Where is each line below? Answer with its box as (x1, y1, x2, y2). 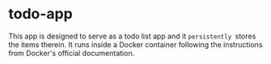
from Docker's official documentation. (8, 48, 135, 58)
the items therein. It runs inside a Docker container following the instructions (8, 39, 263, 49)
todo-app (8, 5, 73, 23)
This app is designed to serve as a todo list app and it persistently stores (8, 31, 256, 41)
